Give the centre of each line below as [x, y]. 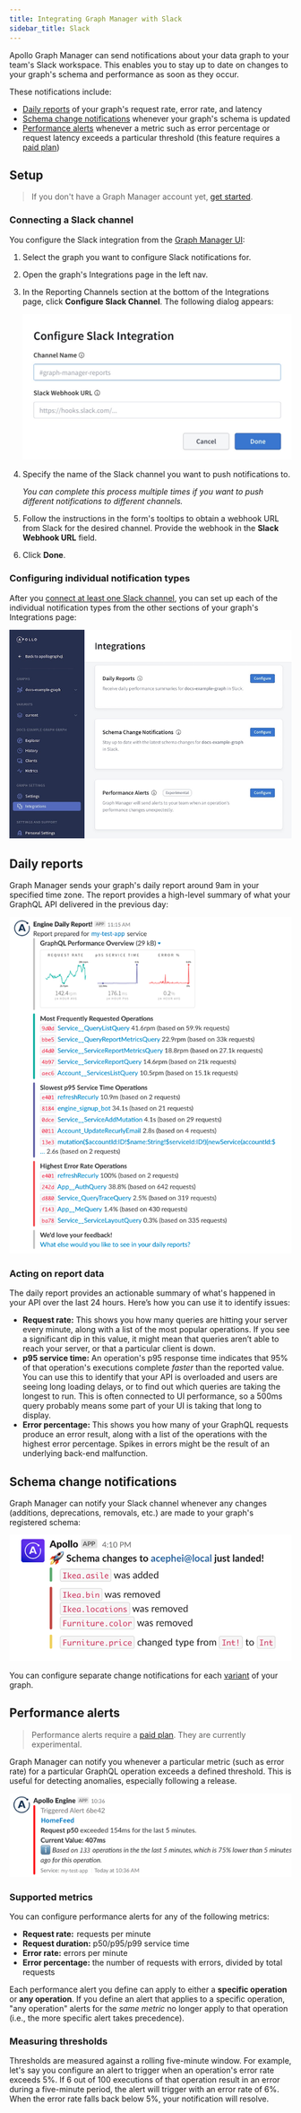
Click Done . [44, 555]
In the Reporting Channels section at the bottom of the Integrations [146, 292]
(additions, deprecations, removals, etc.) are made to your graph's [131, 1513]
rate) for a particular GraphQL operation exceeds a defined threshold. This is [150, 1771]
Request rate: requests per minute [86, 1934]
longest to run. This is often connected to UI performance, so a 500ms [152, 1396]
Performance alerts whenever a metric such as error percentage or [146, 128]
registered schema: [45, 1523]
